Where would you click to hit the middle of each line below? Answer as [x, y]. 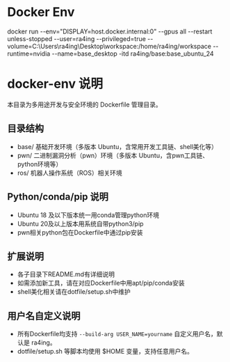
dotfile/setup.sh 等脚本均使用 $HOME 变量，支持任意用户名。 [105, 352]
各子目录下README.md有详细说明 [66, 274]
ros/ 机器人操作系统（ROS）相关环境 [70, 173]
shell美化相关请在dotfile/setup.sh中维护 [74, 292]
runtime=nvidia [29, 54]
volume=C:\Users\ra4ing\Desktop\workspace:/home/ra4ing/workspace [109, 46]
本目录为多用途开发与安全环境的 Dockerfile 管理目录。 [84, 104]
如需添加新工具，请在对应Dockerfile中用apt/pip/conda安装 [101, 283]
